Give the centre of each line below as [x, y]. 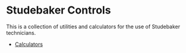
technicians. [21, 32]
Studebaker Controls [59, 10]
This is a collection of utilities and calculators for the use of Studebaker [93, 26]
